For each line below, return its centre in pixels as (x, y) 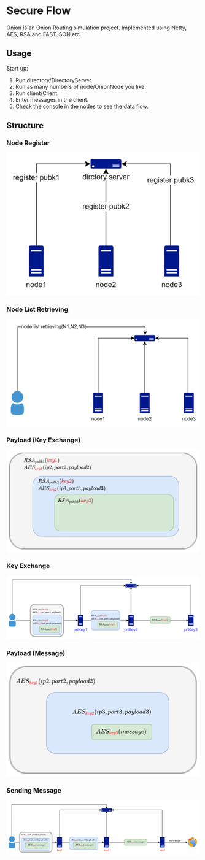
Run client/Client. (37, 93)
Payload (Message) (36, 653)
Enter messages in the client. (52, 99)
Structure (25, 125)
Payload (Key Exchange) (44, 440)
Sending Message (34, 791)
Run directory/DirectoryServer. (54, 80)
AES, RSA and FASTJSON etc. (44, 34)
